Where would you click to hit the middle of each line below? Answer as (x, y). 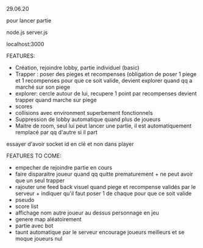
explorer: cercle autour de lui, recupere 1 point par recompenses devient (106, 93)
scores (24, 106)
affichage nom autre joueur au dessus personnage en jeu (87, 213)
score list (27, 206)
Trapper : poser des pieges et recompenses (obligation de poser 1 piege (106, 74)
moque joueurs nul (39, 239)
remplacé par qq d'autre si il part (56, 132)
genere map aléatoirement (48, 219)
